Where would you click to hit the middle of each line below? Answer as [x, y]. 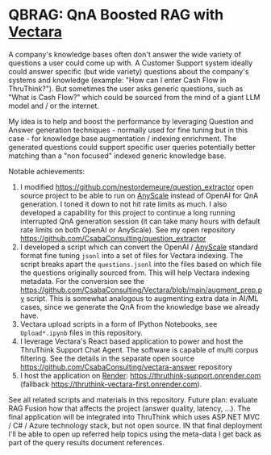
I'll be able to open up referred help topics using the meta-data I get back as [135, 434]
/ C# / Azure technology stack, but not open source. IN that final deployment [135, 425]
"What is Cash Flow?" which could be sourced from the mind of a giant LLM [134, 97]
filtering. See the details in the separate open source [107, 358]
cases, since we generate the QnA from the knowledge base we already [140, 307]
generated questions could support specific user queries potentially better [132, 147]
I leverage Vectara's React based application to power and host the [131, 341]
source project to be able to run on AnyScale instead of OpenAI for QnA [139, 195]
